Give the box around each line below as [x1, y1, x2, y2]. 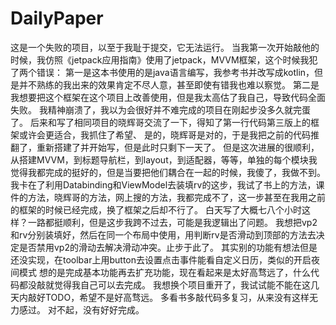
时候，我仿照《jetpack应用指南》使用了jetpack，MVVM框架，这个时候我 [10, 53, 310, 66]
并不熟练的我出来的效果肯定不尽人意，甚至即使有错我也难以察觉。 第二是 [18, 78, 320, 91]
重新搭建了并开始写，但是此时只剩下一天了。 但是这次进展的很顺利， [36, 141, 320, 153]
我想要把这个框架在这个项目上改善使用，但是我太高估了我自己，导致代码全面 [10, 91, 326, 103]
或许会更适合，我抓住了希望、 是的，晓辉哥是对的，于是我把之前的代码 [18, 128, 311, 141]
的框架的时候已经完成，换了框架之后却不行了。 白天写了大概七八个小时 [10, 203, 302, 216]
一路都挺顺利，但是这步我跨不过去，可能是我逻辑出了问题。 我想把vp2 [27, 216, 318, 228]
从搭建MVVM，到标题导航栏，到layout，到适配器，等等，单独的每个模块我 [10, 153, 318, 166]
